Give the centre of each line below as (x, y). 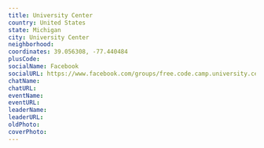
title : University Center (50, 15)
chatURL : (22, 88)
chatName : (24, 81)
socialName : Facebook (44, 67)
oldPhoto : (24, 125)
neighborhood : (31, 45)
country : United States (47, 23)
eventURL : (24, 103)
